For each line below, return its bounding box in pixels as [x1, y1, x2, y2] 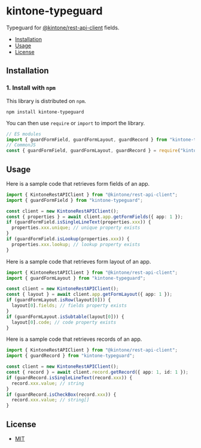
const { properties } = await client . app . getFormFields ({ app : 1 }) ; [6, 214, 184, 220]
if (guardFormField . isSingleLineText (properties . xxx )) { [6, 219, 151, 225]
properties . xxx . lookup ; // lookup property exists [11, 241, 141, 247]
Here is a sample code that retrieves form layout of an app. [6, 258, 151, 265]
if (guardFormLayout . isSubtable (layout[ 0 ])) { [6, 313, 124, 320]
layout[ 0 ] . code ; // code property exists [11, 319, 117, 325]
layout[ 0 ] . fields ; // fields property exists [11, 302, 127, 309]
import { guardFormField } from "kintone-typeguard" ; [6, 197, 144, 203]
